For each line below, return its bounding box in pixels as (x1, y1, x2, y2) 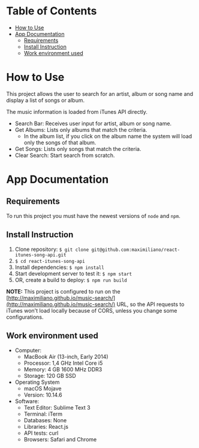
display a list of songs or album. (6, 96, 85, 104)
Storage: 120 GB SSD (23, 372, 76, 379)
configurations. (6, 313, 44, 320)
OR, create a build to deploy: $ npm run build (14, 276, 127, 283)
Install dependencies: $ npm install (14, 264, 105, 271)
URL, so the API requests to (116, 301, 185, 308)
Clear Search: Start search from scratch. (14, 152, 115, 159)
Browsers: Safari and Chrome (23, 435, 97, 443)
